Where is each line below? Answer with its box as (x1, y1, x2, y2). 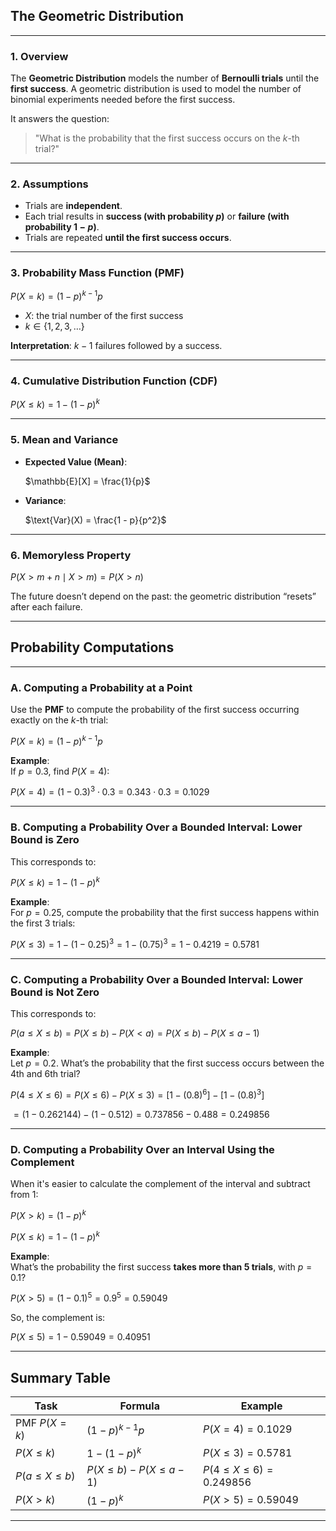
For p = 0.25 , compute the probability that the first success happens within (10, 907, 320, 919)
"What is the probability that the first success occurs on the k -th (34, 132, 300, 144)
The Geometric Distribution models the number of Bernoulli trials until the (10, 72, 320, 84)
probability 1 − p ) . (24, 221, 100, 233)
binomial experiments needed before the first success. (10, 94, 236, 106)
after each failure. (10, 600, 83, 613)
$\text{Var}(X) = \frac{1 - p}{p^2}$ (24, 514, 167, 526)
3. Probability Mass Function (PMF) (10, 266, 185, 280)
